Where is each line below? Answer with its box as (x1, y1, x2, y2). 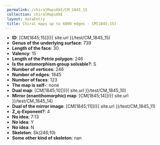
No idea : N (11, 125, 34, 131)
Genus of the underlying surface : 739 (11, 40, 92, 46)
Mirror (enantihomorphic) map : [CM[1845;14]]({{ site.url (11, 93, 129, 99)
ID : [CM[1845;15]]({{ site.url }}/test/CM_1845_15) (11, 35, 111, 41)
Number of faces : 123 (11, 77, 58, 83)
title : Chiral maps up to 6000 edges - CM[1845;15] (6, 21, 117, 26)
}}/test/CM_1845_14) (11, 98, 53, 104)
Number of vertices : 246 (11, 67, 64, 72)
